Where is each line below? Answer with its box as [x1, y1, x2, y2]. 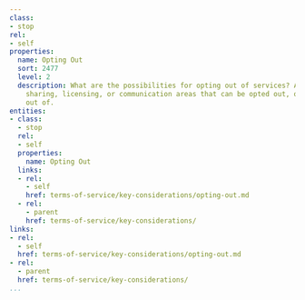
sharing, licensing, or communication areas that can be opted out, [25, 89, 290, 98]
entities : [9, 106, 47, 115]
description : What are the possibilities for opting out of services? [17, 81, 290, 90]
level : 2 [17, 73, 51, 82]
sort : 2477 [17, 65, 59, 74]
